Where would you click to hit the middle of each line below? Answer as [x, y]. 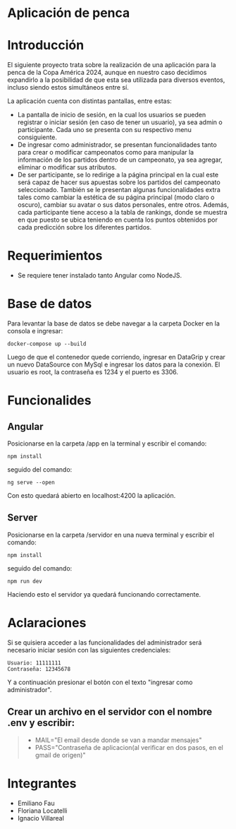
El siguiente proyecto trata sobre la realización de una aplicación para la [112, 65]
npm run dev [25, 581]
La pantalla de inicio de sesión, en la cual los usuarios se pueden [112, 115]
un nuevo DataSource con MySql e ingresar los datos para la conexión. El [114, 364]
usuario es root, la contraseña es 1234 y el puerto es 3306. [93, 372]
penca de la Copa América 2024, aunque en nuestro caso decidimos [107, 73]
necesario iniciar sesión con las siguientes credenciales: [89, 650]
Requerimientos [55, 256]
